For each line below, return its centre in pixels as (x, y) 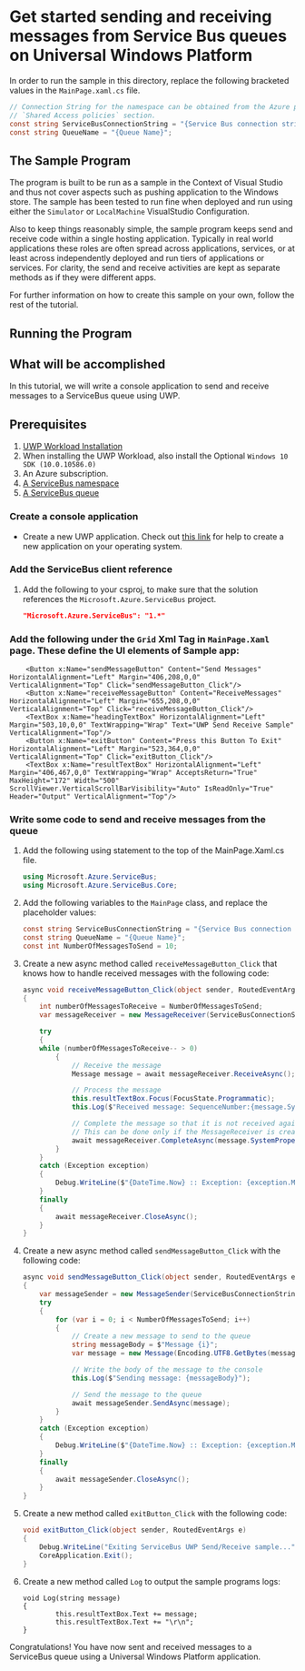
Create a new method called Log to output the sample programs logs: (152, 1581)
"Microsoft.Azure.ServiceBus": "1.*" (94, 616)
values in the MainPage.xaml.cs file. (75, 90)
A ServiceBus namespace (71, 483)
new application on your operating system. (103, 546)
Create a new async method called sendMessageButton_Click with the (152, 1251)
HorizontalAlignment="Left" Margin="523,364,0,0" (105, 749)
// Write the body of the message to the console (167, 1370)
